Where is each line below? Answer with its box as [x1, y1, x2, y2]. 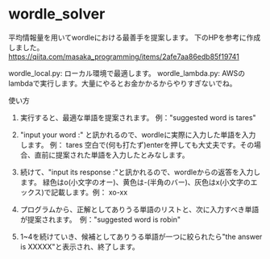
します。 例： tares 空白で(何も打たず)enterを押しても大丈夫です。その [19, 140, 255, 149]
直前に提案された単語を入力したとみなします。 [34, 150, 189, 160]
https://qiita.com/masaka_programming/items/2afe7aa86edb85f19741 [8, 52, 239, 61]
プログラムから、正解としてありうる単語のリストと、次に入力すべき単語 [19, 204, 260, 214]
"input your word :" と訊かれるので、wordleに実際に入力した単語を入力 [19, 130, 256, 140]
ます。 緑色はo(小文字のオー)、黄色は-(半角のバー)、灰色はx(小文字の [19, 177, 251, 186]
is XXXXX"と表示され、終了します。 [19, 241, 139, 251]
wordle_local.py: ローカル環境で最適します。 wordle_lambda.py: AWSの [8, 68, 246, 77]
